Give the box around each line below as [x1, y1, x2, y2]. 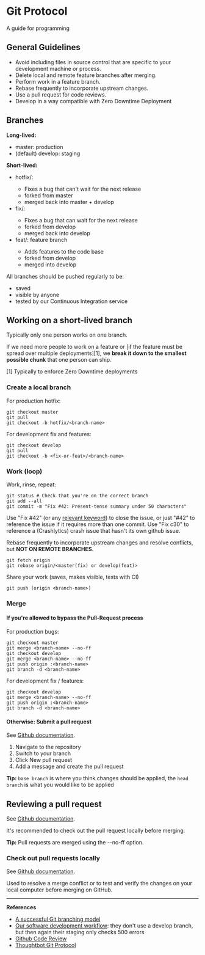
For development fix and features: [6, 430, 92, 437]
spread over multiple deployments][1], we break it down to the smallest [6, 349, 187, 357]
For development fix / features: [6, 677, 84, 685]
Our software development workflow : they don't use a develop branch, [15, 922, 193, 929]
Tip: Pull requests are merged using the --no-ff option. [6, 839, 144, 846]
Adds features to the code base [24, 247, 104, 255]
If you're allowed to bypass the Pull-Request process [6, 614, 143, 621]
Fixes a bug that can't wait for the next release [24, 185, 142, 192]
